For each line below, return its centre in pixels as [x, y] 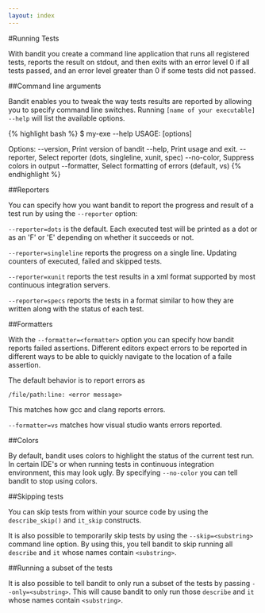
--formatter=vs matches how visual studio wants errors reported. [115, 425]
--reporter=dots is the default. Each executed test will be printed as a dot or [133, 229]
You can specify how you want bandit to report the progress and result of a [131, 205]
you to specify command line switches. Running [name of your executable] [132, 110]
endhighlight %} [35, 174]
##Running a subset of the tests [61, 568]
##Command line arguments [55, 86]
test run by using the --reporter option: [73, 213]
